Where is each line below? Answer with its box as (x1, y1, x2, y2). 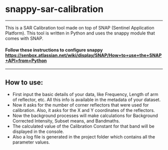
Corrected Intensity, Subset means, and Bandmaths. (12, 117, 120, 123)
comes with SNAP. (5, 35, 43, 41)
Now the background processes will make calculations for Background (12, 112, 158, 118)
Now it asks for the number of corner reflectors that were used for (12, 101, 149, 108)
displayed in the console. (12, 128, 64, 134)
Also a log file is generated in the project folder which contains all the (12, 133, 155, 139)
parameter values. (12, 139, 50, 145)
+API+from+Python (5, 57, 47, 63)
